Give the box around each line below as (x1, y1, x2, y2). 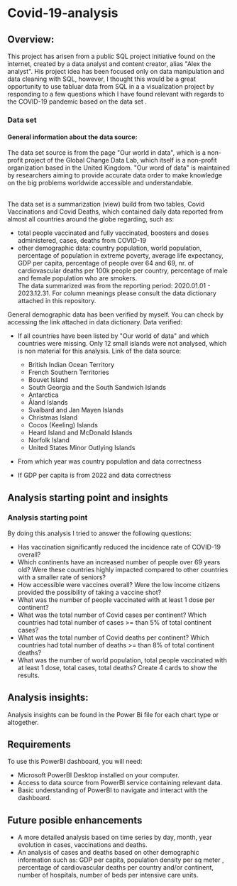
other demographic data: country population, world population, (17, 244, 202, 253)
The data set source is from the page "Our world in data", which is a (7, 148, 206, 157)
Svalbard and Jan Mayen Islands (28, 406, 124, 415)
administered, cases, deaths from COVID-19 (17, 236, 147, 245)
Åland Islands (28, 398, 68, 407)
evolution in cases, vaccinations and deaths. (17, 841, 148, 849)
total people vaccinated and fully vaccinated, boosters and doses (17, 229, 209, 237)
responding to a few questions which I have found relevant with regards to (7, 90, 225, 98)
